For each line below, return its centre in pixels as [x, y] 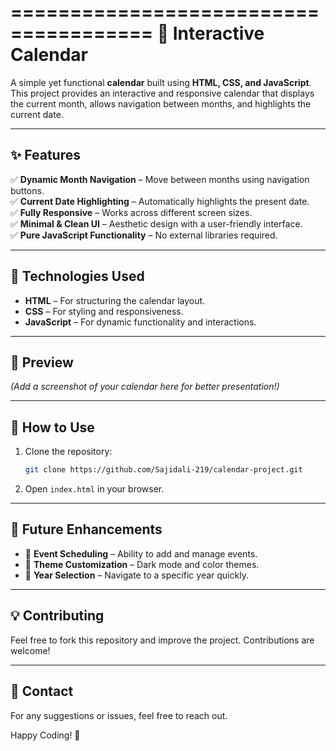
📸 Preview [42, 362]
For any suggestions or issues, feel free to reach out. [119, 715]
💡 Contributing [57, 616]
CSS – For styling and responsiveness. [104, 311]
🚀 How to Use [52, 427]
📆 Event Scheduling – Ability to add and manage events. [141, 553]
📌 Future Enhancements [86, 529]
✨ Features [45, 155]
